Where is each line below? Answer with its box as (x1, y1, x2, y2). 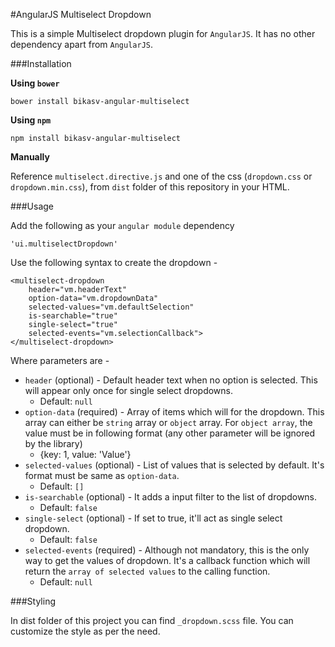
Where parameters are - (10, 355, 110, 366)
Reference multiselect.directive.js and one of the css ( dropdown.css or (10, 170, 313, 182)
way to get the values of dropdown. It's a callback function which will (24, 555, 311, 566)
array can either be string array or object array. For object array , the (24, 417, 313, 428)
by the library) (24, 438, 83, 449)
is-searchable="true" (28, 311, 118, 321)
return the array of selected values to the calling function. (24, 565, 271, 577)
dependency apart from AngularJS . (10, 39, 154, 50)
